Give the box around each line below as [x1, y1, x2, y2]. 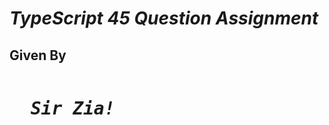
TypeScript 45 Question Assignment [9, 7, 319, 30]
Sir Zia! [30, 98, 116, 120]
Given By [9, 47, 67, 64]
